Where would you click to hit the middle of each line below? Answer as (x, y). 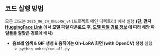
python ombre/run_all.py (44, 49)
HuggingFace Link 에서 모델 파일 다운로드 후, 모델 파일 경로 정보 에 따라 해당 (77, 27)
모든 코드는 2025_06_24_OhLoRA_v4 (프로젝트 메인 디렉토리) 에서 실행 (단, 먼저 (78, 21)
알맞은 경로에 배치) (35, 33)
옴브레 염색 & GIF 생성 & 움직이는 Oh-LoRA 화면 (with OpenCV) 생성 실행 (82, 43)
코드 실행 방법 (24, 9)
